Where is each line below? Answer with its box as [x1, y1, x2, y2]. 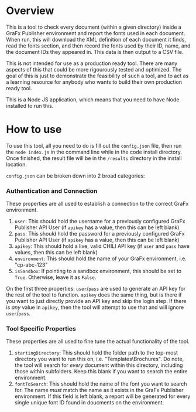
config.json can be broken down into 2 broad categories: [6, 172, 145, 179]
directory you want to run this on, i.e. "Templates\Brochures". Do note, [14, 356, 184, 363]
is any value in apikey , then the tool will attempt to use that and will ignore [6, 304, 184, 311]
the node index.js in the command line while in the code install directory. [6, 148, 183, 155]
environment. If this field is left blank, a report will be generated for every [14, 393, 191, 400]
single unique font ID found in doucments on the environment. [14, 399, 164, 406]
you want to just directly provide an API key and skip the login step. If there [6, 298, 187, 305]
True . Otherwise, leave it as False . [14, 274, 97, 281]
